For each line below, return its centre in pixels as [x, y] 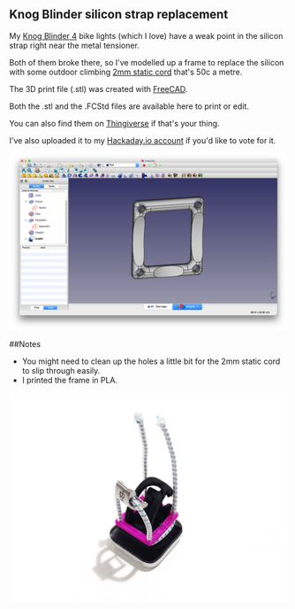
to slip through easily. [61, 370]
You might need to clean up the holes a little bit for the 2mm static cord [151, 361]
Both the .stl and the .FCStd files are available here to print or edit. [129, 106]
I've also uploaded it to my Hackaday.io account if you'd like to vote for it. [143, 140]
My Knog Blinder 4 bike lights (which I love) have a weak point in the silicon [146, 35]
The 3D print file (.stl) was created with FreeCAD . [98, 89]
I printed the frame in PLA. [70, 380]
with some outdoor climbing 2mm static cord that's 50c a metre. [126, 72]
